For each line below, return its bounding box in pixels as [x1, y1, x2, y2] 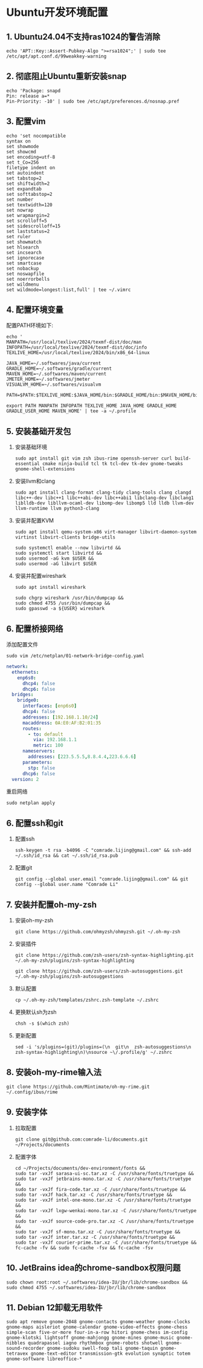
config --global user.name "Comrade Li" [14, 882, 118, 888]
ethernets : [11, 669, 39, 675]
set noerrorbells [6, 276, 50, 282]
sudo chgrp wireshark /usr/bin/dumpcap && [14, 595, 124, 601]
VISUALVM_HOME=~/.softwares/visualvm [6, 381, 101, 388]
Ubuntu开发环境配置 [6, 5, 108, 19]
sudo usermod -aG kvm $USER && [14, 555, 94, 562]
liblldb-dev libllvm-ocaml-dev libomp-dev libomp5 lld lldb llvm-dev [14, 500, 195, 506]
